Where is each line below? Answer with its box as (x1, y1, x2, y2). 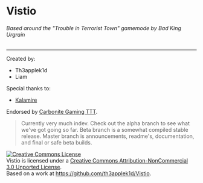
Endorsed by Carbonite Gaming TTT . (6, 108, 98, 116)
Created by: (6, 55, 36, 63)
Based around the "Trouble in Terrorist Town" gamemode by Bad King (6, 24, 181, 31)
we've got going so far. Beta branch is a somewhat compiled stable (21, 126, 188, 134)
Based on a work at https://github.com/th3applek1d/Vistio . (6, 170, 152, 177)
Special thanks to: (6, 85, 51, 92)
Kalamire (14, 96, 37, 104)
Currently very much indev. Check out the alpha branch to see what (21, 120, 190, 127)
